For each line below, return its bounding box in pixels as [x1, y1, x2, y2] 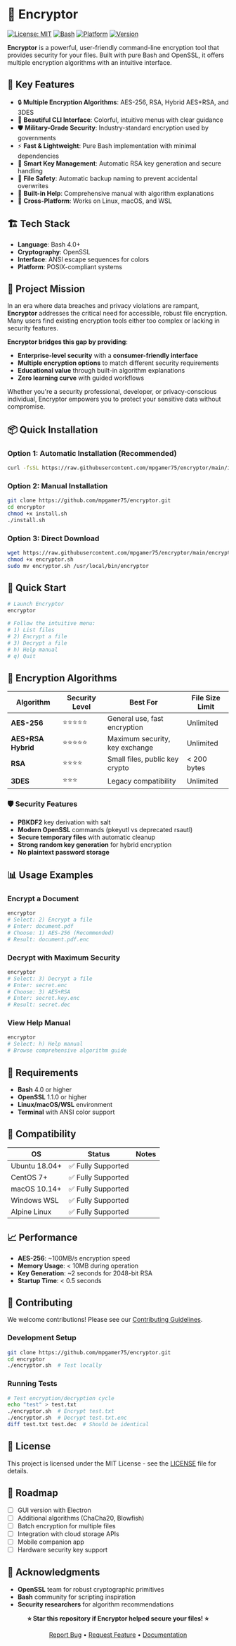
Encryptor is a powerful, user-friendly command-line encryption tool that [7, 43, 220, 51]
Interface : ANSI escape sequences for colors [17, 255, 150, 264]
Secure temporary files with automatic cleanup [17, 833, 156, 841]
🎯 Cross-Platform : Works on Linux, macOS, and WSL [17, 197, 172, 205]
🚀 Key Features [7, 79, 75, 91]
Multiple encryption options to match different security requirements [17, 359, 219, 367]
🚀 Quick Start [7, 582, 67, 594]
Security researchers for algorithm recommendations [17, 1599, 174, 1609]
